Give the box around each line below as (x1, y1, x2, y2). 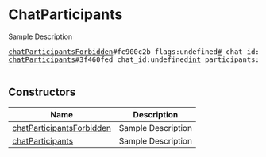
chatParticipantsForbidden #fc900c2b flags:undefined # (8, 47, 222, 56)
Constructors (8, 86, 76, 99)
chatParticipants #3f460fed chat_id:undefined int (8, 55, 201, 64)
